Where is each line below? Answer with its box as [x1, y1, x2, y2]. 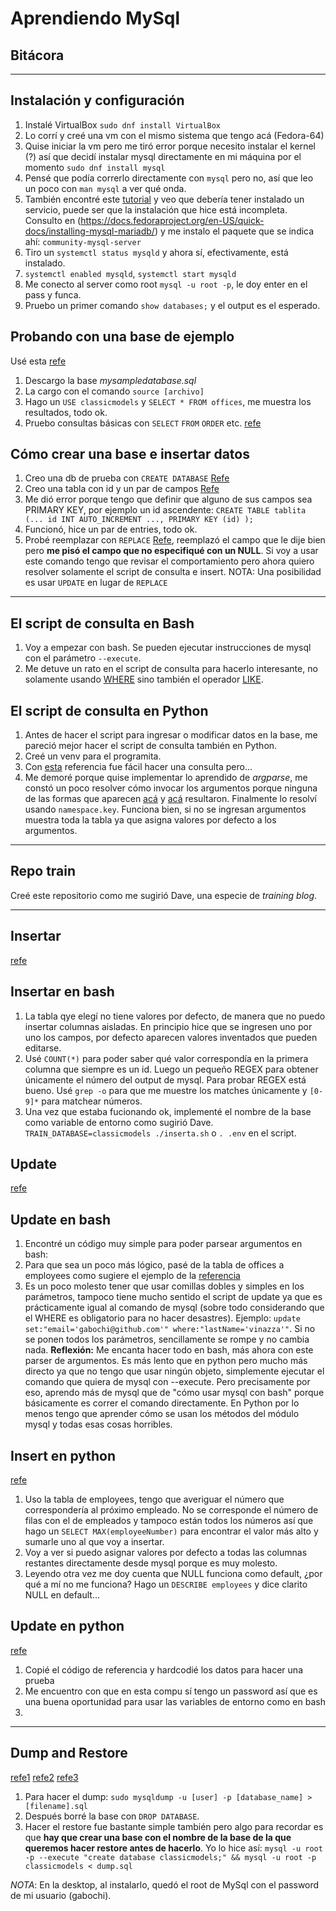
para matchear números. [41, 1095, 143, 1107]
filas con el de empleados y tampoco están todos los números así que [24, 1514, 314, 1526]
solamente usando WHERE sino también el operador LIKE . [24, 673, 264, 686]
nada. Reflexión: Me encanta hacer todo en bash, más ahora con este [24, 1344, 314, 1356]
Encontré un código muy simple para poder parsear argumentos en [24, 1238, 303, 1250]
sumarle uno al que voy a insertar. [24, 1535, 165, 1547]
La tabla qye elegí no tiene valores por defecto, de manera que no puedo [24, 1010, 326, 1022]
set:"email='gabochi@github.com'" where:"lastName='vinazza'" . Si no [24, 1323, 316, 1335]
